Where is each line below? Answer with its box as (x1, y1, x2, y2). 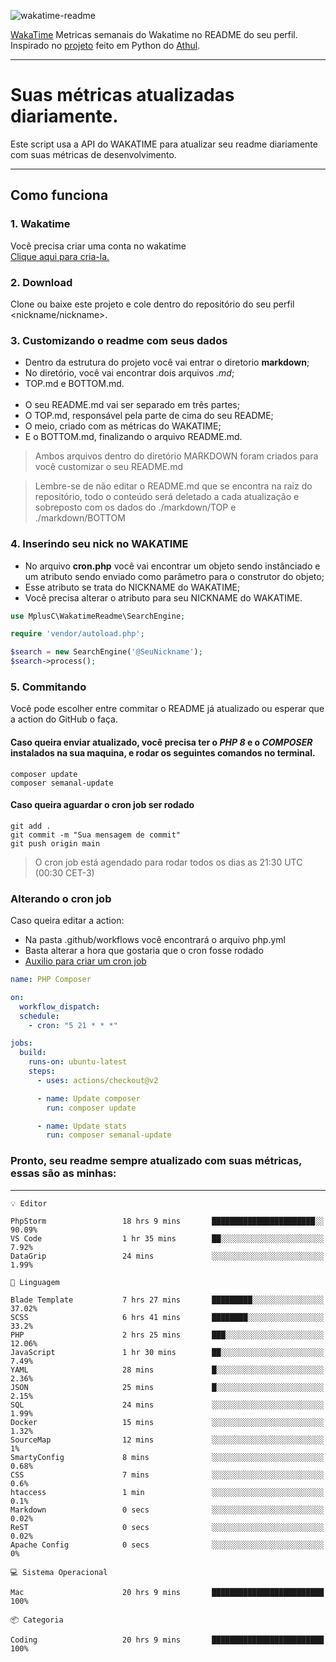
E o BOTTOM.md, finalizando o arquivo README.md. (24, 431, 243, 443)
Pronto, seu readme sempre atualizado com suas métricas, (10, 1154, 303, 1168)
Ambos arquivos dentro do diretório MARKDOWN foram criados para (34, 450, 319, 462)
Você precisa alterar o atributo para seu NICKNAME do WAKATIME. (24, 591, 303, 604)
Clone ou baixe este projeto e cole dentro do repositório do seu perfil (10, 298, 295, 310)
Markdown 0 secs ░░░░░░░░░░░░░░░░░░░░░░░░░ (10, 1505, 325, 1515)
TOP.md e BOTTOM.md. (24, 378, 125, 390)
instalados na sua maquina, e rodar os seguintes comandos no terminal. (10, 746, 316, 759)
